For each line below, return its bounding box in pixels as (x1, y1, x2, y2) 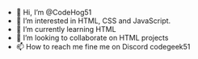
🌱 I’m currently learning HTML (15, 25, 116, 33)
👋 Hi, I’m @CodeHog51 (15, 8, 92, 17)
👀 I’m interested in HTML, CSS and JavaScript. (15, 16, 171, 26)
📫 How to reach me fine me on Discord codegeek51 (15, 42, 191, 51)
